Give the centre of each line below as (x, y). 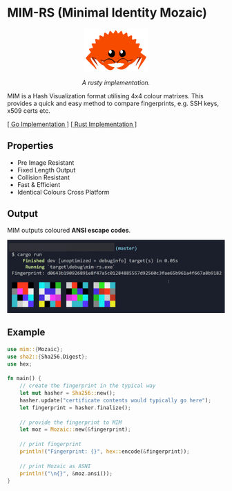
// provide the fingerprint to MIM (71, 422)
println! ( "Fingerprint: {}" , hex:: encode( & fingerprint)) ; (105, 452)
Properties (30, 146)
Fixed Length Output (46, 170)
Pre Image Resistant (46, 162)
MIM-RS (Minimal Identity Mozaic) (107, 13)
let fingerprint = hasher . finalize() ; (75, 408)
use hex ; (20, 364)
